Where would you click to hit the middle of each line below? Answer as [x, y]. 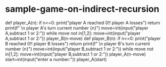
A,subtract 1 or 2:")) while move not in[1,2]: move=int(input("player [73, 33]
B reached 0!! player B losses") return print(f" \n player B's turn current [78, 43]
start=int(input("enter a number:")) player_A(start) [56, 59]
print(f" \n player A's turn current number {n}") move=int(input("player [77, 28]
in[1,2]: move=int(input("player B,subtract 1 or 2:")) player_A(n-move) [76, 54]
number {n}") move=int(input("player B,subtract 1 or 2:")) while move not [79, 49]
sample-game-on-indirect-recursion [82, 9]
